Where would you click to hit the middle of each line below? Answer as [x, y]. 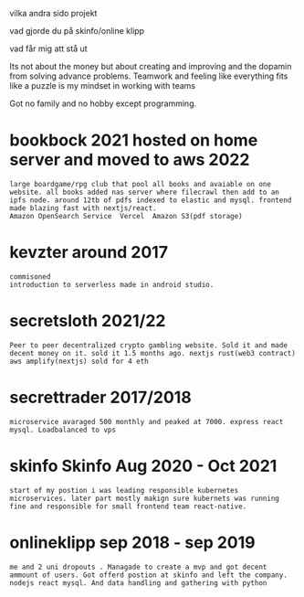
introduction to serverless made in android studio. [112, 284]
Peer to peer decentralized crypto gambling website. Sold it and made [148, 345]
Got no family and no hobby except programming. [103, 103]
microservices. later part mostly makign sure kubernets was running [145, 498]
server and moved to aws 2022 [130, 160]
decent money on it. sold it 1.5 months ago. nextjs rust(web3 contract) [153, 353]
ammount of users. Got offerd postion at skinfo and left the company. [148, 575]
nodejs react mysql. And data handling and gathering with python [138, 583]
